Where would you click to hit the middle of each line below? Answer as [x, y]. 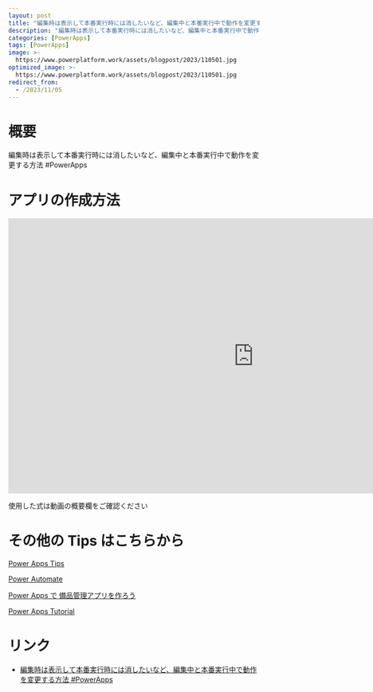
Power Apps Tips [37, 564]
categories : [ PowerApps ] [49, 38]
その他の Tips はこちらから [96, 541]
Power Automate [36, 579]
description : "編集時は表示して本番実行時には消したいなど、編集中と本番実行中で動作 [134, 30]
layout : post [30, 16]
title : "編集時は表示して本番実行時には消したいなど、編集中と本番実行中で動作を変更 [132, 23]
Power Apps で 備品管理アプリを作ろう [72, 596]
